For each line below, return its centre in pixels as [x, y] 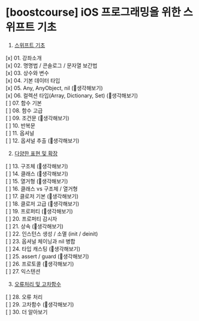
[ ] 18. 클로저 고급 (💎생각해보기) [43, 203]
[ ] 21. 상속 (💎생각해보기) [34, 226]
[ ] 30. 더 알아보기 [27, 312]
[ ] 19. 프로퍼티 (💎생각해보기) [39, 211]
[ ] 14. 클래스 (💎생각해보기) [37, 173]
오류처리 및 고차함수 [37, 284]
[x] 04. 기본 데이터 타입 [33, 80]
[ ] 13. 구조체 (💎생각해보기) [37, 166]
